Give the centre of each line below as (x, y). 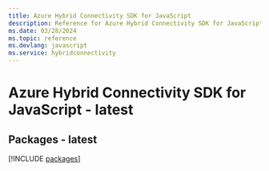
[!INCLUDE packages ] (44, 159)
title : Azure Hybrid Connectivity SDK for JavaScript (100, 16)
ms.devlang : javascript (48, 46)
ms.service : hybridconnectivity (62, 53)
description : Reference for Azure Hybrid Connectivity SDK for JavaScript (136, 23)
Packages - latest (53, 139)
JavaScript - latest (71, 110)
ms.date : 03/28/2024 (43, 31)
